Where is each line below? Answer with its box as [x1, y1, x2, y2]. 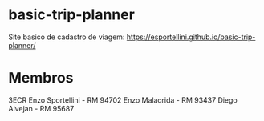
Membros [8, 69, 74, 87]
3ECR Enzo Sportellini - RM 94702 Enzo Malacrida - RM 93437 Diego [8, 95, 238, 105]
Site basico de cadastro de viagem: [8, 32, 125, 42]
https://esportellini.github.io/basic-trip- [126, 32, 256, 42]
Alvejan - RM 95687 [8, 103, 75, 113]
